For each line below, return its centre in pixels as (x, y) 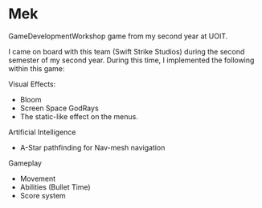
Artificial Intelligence (42, 132)
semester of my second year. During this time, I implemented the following (131, 60)
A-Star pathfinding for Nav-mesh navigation (92, 147)
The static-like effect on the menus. (79, 116)
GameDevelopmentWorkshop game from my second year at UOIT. (118, 36)
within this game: (37, 68)
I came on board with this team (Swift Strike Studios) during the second (127, 51)
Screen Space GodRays (59, 108)
